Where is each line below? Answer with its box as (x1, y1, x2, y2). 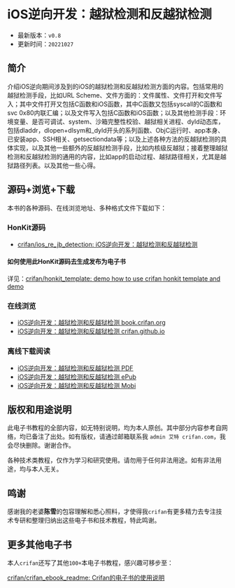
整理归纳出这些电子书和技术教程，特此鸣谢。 (31, 516, 161, 525)
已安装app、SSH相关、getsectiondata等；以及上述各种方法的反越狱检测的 (7, 135, 221, 143)
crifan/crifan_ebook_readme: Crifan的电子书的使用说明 (7, 573, 165, 582)
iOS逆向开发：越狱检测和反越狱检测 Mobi (17, 381, 136, 389)
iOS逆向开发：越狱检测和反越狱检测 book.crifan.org (17, 319, 166, 327)
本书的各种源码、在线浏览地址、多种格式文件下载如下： (7, 203, 166, 212)
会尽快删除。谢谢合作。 (7, 441, 75, 450)
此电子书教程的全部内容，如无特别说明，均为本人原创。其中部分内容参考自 (7, 424, 222, 432)
